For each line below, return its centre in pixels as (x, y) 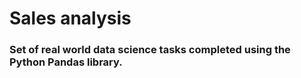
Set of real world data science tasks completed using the (150, 50)
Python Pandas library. (66, 62)
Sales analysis (70, 18)
